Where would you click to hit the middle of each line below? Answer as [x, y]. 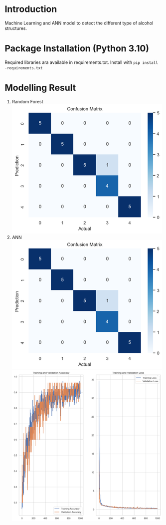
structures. [16, 28]
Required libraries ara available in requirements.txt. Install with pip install [81, 62]
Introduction [31, 9]
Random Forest [27, 101]
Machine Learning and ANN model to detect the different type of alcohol [79, 23]
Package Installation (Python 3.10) [77, 49]
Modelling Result [40, 88]
